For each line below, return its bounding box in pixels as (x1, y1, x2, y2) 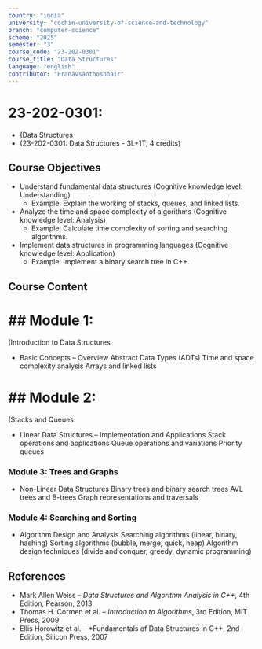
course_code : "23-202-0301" (8, 48, 100, 56)
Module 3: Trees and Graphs (8, 466, 119, 477)
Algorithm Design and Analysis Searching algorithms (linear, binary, (19, 530, 238, 540)
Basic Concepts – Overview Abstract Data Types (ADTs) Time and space (19, 352, 255, 362)
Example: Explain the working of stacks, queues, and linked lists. (31, 198, 241, 208)
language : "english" (8, 63, 76, 71)
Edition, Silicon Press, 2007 (19, 632, 108, 642)
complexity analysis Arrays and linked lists (19, 361, 157, 371)
